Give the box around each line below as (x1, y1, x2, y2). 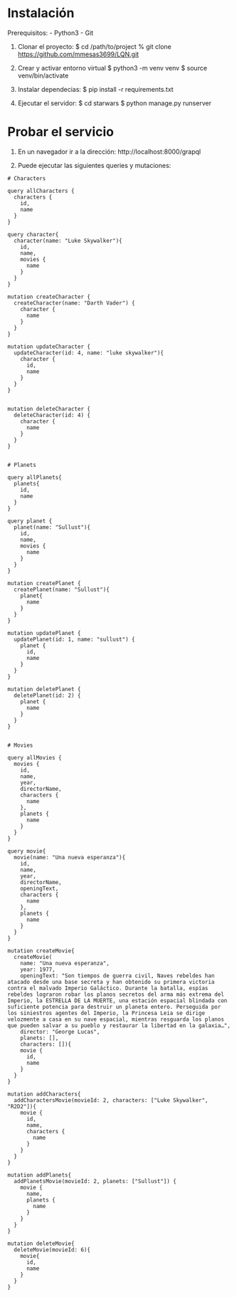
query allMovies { (7, 754, 62, 761)
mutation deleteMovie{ (7, 1240, 75, 1247)
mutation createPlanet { (7, 579, 81, 587)
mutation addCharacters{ (7, 1091, 81, 1098)
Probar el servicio (7, 124, 114, 140)
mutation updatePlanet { (7, 629, 81, 636)
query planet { (7, 518, 53, 525)
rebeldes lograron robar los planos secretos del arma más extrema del (7, 991, 224, 998)
